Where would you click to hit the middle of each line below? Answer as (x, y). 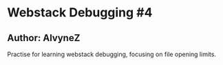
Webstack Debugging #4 (80, 13)
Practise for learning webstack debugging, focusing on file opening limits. (112, 54)
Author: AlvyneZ (44, 38)
